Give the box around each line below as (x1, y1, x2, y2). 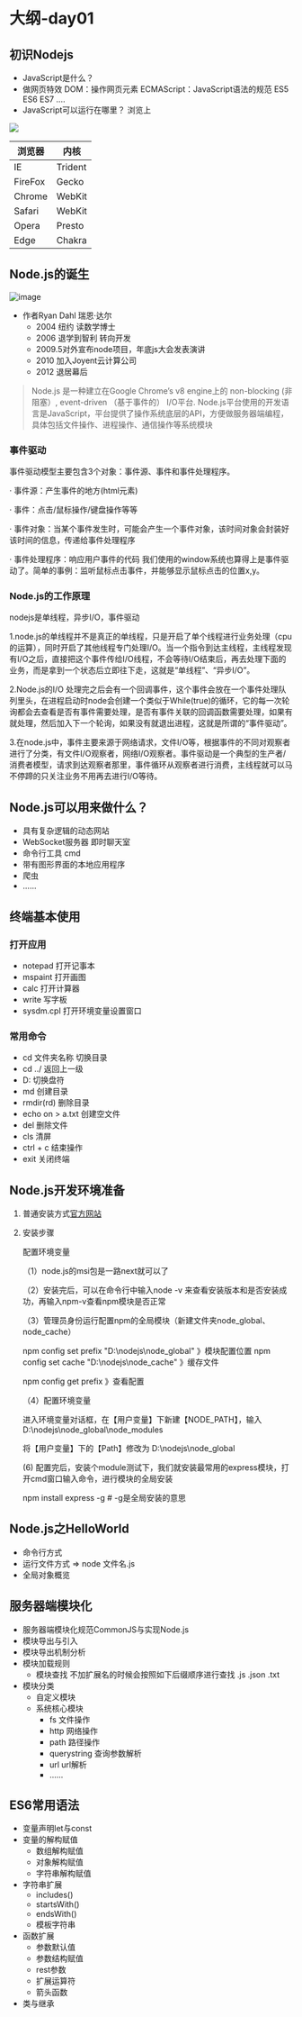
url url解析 (49, 1758, 87, 1770)
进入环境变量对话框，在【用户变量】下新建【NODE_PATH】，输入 (22, 1414, 262, 1425)
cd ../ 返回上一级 (22, 1064, 84, 1075)
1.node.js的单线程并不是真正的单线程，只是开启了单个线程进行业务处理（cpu (9, 631, 292, 642)
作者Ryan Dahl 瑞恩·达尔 (22, 310, 112, 321)
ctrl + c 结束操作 (22, 1142, 84, 1153)
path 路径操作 (49, 1736, 101, 1748)
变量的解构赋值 (22, 1834, 78, 1845)
